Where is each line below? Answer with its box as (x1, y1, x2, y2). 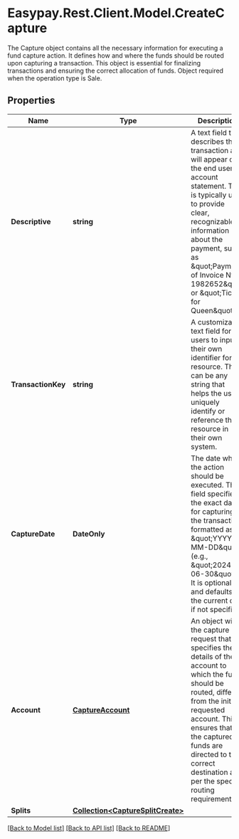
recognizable (191, 216, 235, 226)
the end (191, 163, 217, 173)
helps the (191, 388, 222, 398)
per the (191, 776, 216, 786)
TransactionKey (11, 379, 66, 389)
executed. (191, 480, 224, 490)
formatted (191, 524, 224, 534)
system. (191, 441, 218, 451)
